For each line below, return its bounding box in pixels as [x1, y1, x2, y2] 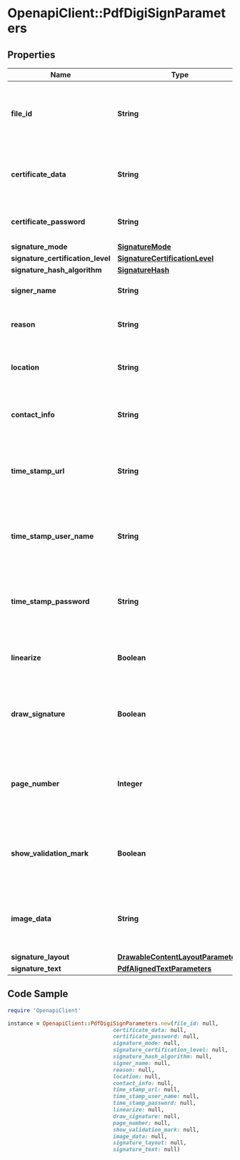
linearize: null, [113, 1106, 164, 1114]
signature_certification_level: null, [113, 1046, 229, 1054]
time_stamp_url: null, [113, 1086, 181, 1094]
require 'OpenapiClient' [7, 1006, 81, 1014]
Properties [7, 49, 56, 61]
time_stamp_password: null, [113, 1099, 196, 1107]
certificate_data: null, [113, 1026, 187, 1033]
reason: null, [113, 1066, 155, 1074]
